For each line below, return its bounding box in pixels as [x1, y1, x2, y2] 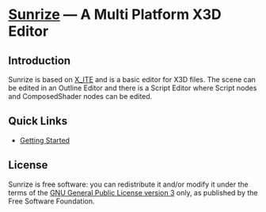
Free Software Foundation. [8, 196, 95, 206]
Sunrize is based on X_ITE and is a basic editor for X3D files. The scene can [8, 75, 256, 84]
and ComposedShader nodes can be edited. [8, 92, 153, 100]
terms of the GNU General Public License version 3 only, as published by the [8, 187, 258, 197]
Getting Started [19, 135, 70, 145]
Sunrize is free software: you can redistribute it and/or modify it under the [8, 180, 249, 189]
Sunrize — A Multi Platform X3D [8, 6, 222, 24]
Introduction [8, 54, 71, 67]
